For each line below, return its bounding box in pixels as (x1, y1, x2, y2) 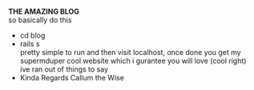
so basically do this (8, 15, 72, 25)
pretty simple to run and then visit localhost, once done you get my (19, 48, 242, 57)
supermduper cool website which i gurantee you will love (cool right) (19, 56, 247, 65)
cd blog (19, 31, 46, 40)
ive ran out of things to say (19, 65, 109, 74)
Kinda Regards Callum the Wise (19, 73, 124, 82)
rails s (19, 39, 40, 49)
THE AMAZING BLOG (8, 7, 80, 16)
